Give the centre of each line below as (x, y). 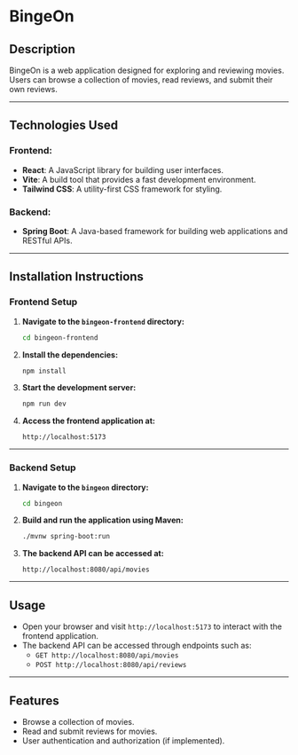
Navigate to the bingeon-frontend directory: (103, 321)
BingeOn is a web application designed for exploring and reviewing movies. (147, 70)
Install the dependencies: (70, 354)
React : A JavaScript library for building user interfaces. (123, 169)
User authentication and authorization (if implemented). (123, 740)
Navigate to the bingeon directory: (85, 487)
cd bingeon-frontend (60, 338)
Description (42, 49)
